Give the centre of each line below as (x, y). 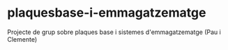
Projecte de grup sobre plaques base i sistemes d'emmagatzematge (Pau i (114, 32)
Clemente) (22, 39)
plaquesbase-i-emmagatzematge (107, 13)
